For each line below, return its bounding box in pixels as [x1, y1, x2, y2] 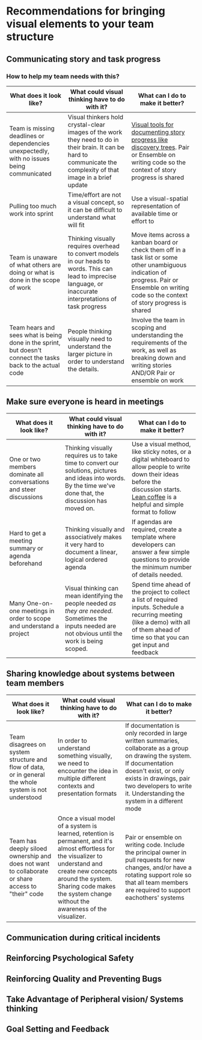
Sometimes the [65, 614, 108, 622]
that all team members [125, 878, 188, 887]
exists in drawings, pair [125, 774, 191, 782]
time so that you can [131, 633, 189, 641]
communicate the [67, 158, 117, 167]
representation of [131, 202, 180, 210]
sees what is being [9, 331, 62, 339]
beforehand [9, 559, 42, 567]
